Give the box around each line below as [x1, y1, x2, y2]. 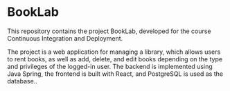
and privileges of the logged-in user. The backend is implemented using [7, 62, 213, 70]
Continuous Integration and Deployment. [7, 34, 123, 42]
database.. [7, 77, 38, 85]
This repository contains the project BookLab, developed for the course [7, 27, 211, 35]
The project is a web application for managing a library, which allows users [7, 48, 221, 56]
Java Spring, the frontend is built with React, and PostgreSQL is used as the [7, 70, 224, 78]
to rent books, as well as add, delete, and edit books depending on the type [7, 54, 223, 63]
